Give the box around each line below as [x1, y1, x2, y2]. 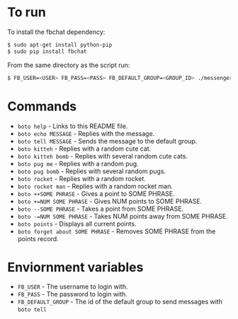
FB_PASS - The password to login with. [17, 290, 127, 298]
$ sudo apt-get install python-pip [7, 41, 113, 48]
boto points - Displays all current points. [17, 219, 137, 228]
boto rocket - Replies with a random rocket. [17, 174, 147, 182]
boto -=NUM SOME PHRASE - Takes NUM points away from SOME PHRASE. [17, 211, 229, 220]
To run [7, 4, 46, 21]
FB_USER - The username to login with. [17, 282, 128, 291]
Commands [7, 98, 77, 114]
